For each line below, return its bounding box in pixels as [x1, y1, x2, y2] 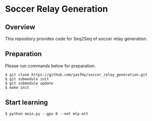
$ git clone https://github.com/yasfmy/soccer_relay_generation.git [5, 72, 148, 77]
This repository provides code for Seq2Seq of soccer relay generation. [5, 36, 148, 41]
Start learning [5, 99, 48, 107]
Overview [5, 23, 36, 31]
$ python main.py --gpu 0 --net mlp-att [5, 111, 89, 116]
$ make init [5, 85, 29, 90]
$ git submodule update [5, 81, 54, 86]
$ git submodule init [5, 77, 49, 81]
